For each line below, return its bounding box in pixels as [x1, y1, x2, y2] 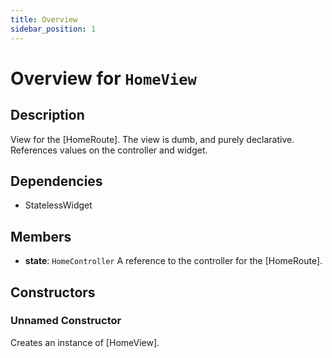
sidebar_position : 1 [10, 24, 97, 34]
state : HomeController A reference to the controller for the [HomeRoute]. [24, 255, 323, 267]
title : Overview [10, 14, 78, 25]
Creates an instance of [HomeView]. [10, 336, 160, 348]
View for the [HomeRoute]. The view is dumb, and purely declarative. [10, 133, 295, 145]
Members [10, 228, 72, 245]
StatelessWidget [24, 199, 93, 211]
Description [10, 107, 85, 124]
